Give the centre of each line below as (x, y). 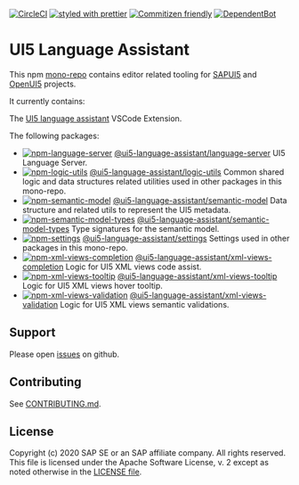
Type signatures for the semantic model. (145, 228)
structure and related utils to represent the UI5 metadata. (126, 210)
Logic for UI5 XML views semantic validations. (145, 304)
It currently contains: (47, 101)
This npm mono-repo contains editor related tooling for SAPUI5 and (133, 74)
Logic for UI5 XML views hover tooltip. (92, 285)
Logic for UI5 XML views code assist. (133, 267)
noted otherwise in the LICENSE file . (76, 472)
